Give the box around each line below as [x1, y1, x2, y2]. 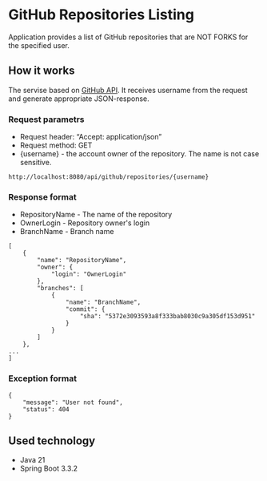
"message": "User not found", [22, 398, 124, 406]
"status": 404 [22, 405, 70, 414]
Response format [8, 191, 78, 202]
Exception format [8, 373, 78, 384]
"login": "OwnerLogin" [50, 270, 127, 278]
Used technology [8, 435, 96, 448]
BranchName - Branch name [19, 227, 114, 236]
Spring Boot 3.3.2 [19, 463, 78, 474]
